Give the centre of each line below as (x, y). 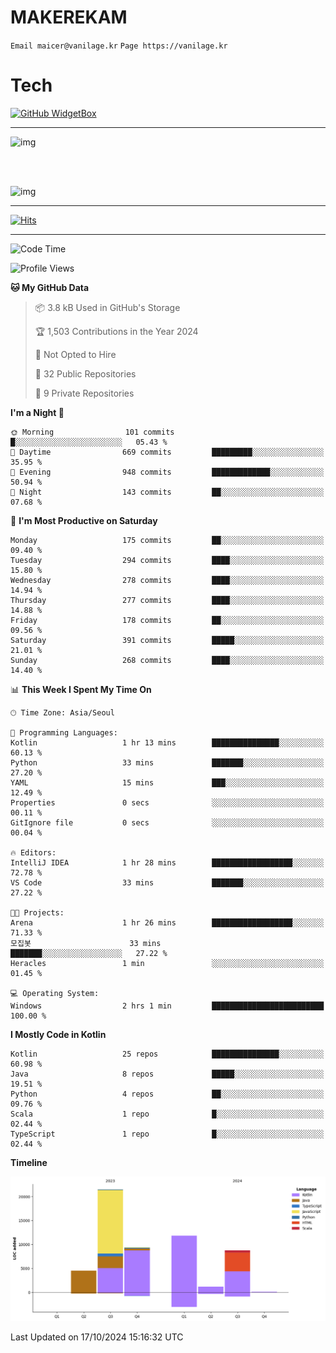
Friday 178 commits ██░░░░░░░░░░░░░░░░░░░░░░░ (167, 620)
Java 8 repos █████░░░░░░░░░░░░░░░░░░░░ (167, 1074)
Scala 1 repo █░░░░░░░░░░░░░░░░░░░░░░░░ (167, 1114)
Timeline (29, 1162)
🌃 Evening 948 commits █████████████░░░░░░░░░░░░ (167, 472)
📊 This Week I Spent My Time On (81, 689)
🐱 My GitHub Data (50, 287)
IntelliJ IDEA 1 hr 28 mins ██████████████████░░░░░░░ (167, 862)
